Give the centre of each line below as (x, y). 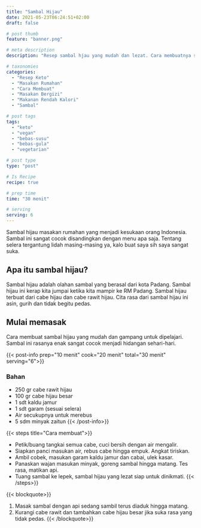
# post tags (21, 116)
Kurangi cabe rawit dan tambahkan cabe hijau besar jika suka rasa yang (103, 512)
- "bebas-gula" (31, 144)
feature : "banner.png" (34, 40)
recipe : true (22, 182)
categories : (21, 72)
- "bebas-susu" (31, 138)
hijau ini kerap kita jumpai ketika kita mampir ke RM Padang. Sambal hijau (97, 290)
